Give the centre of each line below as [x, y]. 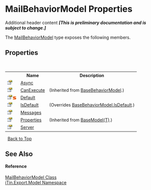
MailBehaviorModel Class [31, 177]
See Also [19, 154]
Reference [16, 166]
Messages [31, 112]
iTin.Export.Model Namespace [36, 183]
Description [92, 76]
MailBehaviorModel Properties [69, 9]
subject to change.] [26, 27]
